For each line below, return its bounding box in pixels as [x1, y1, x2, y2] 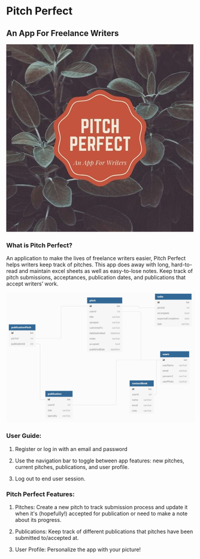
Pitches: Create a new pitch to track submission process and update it [14, 503, 188, 510]
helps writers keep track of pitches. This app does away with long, [6, 261, 170, 268]
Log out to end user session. [14, 475, 86, 482]
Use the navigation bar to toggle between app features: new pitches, [14, 457, 184, 464]
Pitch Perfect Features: [6, 490, 75, 498]
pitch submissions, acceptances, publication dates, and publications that [6, 274, 186, 281]
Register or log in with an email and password [14, 445, 128, 452]
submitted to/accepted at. [14, 534, 79, 541]
